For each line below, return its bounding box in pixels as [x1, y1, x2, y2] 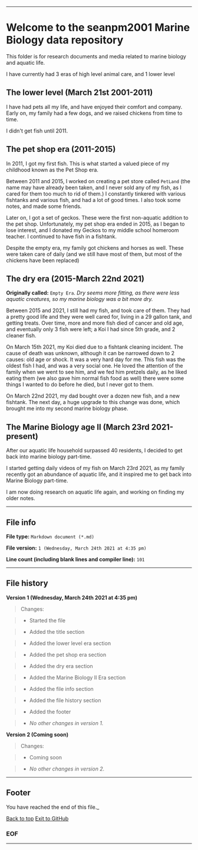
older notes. [6, 495, 35, 502]
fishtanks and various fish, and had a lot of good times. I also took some [6, 196, 181, 203]
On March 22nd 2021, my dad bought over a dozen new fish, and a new [6, 392, 180, 399]
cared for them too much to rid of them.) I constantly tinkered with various [6, 190, 186, 197]
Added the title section [29, 628, 85, 635]
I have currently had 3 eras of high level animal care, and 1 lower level [6, 70, 175, 77]
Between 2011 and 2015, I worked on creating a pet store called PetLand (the [6, 177, 190, 184]
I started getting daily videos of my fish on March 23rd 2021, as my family [6, 465, 185, 472]
